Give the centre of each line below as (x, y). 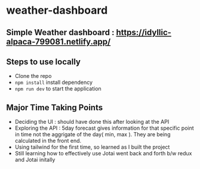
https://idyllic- (144, 32)
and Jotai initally (35, 160)
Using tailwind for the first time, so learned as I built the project (92, 147)
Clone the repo (33, 76)
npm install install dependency (54, 82)
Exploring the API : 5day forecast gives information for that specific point (104, 128)
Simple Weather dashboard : (60, 32)
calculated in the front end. (48, 141)
